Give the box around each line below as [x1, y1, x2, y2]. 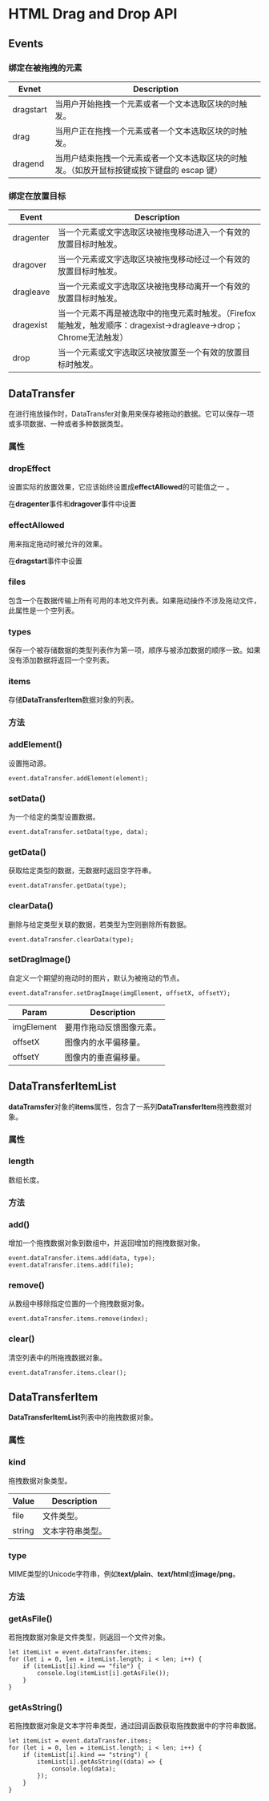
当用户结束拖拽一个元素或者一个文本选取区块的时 [54, 152, 239, 163]
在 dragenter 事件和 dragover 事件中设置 [8, 499, 137, 509]
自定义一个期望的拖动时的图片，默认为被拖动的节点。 [8, 973, 184, 982]
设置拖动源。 [8, 758, 50, 768]
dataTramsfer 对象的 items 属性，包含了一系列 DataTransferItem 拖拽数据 [8, 1102, 246, 1111]
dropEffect [8, 462, 51, 473]
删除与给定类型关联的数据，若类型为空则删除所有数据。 [8, 919, 191, 929]
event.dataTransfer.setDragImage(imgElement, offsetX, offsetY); [8, 989, 231, 997]
